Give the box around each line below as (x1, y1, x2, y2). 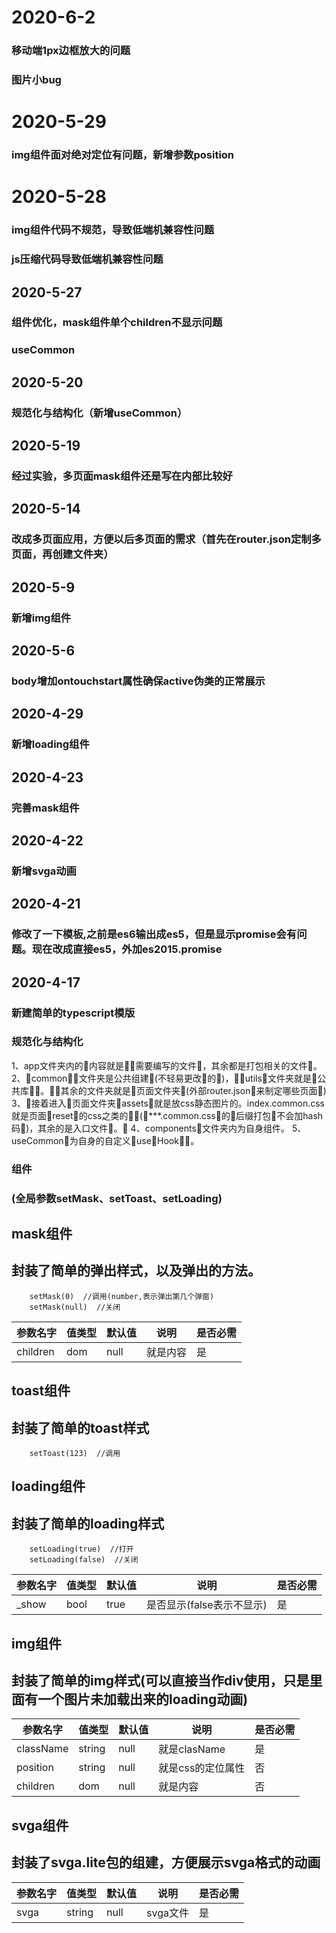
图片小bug (11, 73, 62, 87)
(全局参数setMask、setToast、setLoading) (11, 1191, 223, 1205)
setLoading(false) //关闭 (29, 1555, 139, 1565)
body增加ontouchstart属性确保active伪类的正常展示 (11, 674, 266, 688)
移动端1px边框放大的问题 (11, 44, 131, 58)
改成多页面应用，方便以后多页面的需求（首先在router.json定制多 (11, 532, 322, 546)
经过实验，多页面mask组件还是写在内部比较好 (11, 469, 233, 483)
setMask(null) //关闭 (29, 1302, 121, 1312)
